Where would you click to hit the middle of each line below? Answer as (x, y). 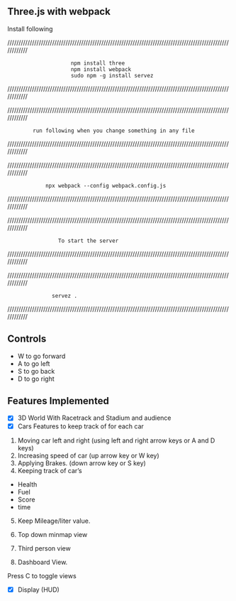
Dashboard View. (43, 562)
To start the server (88, 241)
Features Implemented (58, 401)
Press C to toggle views (42, 575)
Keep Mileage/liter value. (54, 521)
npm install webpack (101, 69)
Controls (27, 339)
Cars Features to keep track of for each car (80, 426)
